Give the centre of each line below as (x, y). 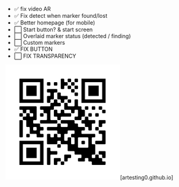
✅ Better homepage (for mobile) (55, 23)
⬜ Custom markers (39, 43)
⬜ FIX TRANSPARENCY (45, 56)
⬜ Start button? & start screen (53, 29)
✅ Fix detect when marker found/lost (61, 16)
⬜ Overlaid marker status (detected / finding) (72, 36)
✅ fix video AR (32, 9)
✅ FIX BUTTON (33, 49)
